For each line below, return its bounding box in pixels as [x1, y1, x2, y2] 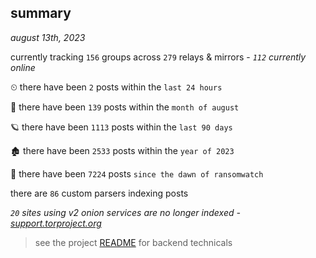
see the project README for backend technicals [34, 236, 233, 248]
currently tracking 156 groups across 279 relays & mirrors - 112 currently [10, 51, 307, 63]
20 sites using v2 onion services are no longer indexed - [10, 206, 241, 218]
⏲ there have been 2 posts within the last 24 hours [10, 81, 223, 93]
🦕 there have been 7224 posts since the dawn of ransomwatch [10, 167, 264, 180]
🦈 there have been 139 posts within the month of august [10, 101, 240, 113]
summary [10, 5, 72, 22]
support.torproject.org [10, 217, 102, 229]
